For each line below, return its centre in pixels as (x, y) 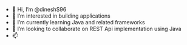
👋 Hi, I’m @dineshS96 (39, 9)
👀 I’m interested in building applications (61, 16)
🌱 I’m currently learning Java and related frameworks (78, 22)
